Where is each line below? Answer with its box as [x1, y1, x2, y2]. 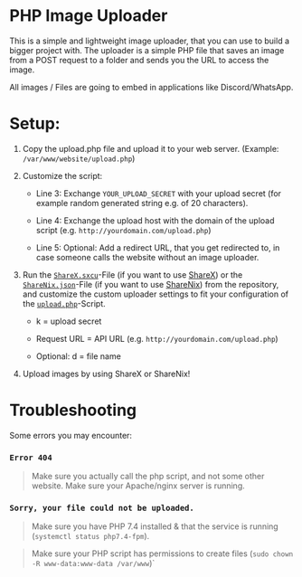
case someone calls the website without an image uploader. [35, 251, 260, 262]
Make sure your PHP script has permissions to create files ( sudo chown [31, 548, 294, 559]
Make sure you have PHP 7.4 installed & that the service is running [31, 521, 278, 532]
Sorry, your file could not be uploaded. [9, 503, 194, 514]
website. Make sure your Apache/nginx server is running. [31, 480, 246, 491]
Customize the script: [22, 170, 103, 181]
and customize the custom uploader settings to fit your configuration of [22, 288, 289, 299]
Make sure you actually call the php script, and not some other [31, 471, 265, 482]
